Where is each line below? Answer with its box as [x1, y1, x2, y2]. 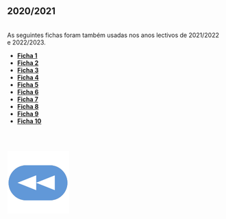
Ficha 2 [16, 58, 39, 67]
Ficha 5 [16, 80, 39, 88]
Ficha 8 [16, 102, 39, 110]
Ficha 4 [16, 73, 39, 81]
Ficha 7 [16, 95, 39, 103]
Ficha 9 [16, 109, 39, 118]
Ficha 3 [16, 66, 39, 74]
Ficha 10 [16, 116, 42, 125]
